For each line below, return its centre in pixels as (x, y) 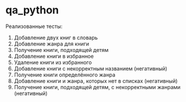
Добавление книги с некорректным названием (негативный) (91, 68)
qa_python (32, 10)
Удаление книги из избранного (53, 62)
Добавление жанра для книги (51, 44)
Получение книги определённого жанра (65, 75)
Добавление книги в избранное (54, 56)
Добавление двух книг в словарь (56, 37)
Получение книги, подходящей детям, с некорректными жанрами (97, 87)
